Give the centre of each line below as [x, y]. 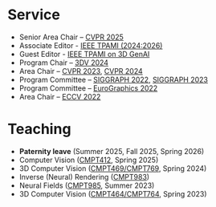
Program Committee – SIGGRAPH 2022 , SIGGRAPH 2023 [114, 79]
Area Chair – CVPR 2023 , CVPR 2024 [81, 71]
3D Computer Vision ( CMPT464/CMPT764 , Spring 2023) [113, 193]
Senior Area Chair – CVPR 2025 [71, 37]
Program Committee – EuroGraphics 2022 [88, 88]
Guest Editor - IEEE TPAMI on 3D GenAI [84, 54]
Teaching [39, 129]
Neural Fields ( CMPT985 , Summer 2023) [87, 185]
